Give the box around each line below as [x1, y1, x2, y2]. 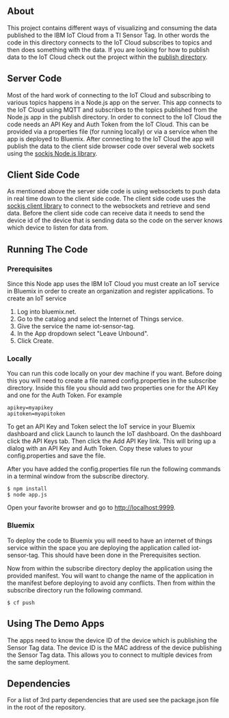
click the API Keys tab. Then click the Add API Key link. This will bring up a [7, 437, 217, 445]
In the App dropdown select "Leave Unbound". [16, 329, 149, 338]
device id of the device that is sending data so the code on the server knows [7, 216, 223, 225]
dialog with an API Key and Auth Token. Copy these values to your [7, 444, 193, 453]
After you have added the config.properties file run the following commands [7, 465, 221, 473]
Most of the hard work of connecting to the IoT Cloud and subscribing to [7, 91, 211, 99]
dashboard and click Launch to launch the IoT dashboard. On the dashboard [7, 430, 222, 438]
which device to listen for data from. [7, 224, 109, 232]
